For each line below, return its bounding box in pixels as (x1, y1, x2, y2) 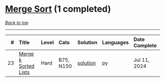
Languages (102, 39, 129, 46)
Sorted (19, 62, 35, 69)
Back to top (5, 20, 28, 26)
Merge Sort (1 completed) (5, 3, 111, 15)
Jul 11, (133, 56, 150, 63)
